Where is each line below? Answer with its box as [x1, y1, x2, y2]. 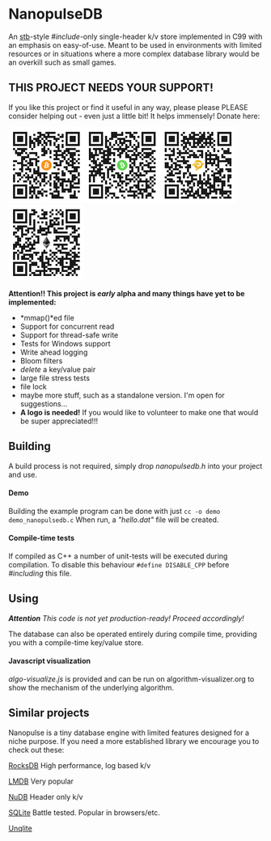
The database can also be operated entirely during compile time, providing [8, 629, 257, 639]
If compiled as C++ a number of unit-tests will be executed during [8, 551, 228, 561]
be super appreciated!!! [19, 416, 99, 426]
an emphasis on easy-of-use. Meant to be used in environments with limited [8, 40, 262, 49]
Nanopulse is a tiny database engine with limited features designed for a [8, 728, 249, 737]
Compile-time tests [8, 533, 75, 543]
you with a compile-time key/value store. [8, 637, 144, 648]
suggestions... [19, 398, 68, 409]
